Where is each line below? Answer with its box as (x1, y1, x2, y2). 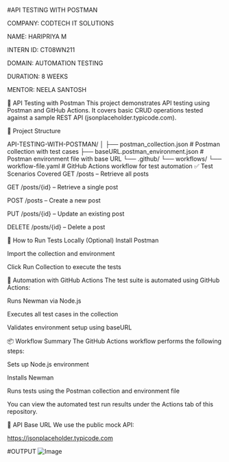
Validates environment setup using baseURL (7, 323, 132, 332)
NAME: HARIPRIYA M (7, 32, 67, 41)
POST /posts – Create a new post (7, 196, 101, 205)
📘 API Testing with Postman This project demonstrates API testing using (7, 99, 210, 107)
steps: (7, 347, 25, 355)
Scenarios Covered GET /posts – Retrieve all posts (7, 170, 149, 178)
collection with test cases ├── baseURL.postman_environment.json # (7, 148, 204, 155)
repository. (7, 408, 38, 415)
